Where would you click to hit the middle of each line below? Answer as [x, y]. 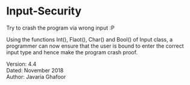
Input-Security [44, 11]
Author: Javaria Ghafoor [36, 77]
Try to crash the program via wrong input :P [60, 28]
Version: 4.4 [21, 64]
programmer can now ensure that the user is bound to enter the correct [95, 46]
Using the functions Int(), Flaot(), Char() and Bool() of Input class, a [90, 39]
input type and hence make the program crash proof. [72, 52]
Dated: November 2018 [35, 70]
